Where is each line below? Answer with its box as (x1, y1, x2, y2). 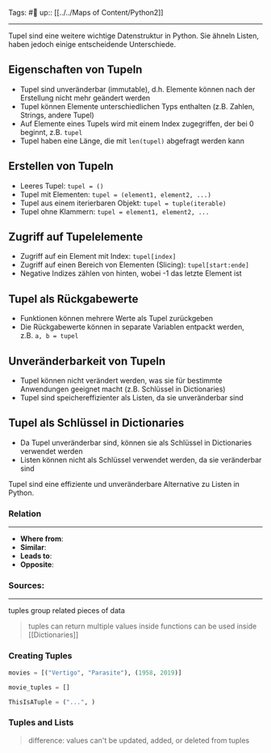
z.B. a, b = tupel (19, 331, 79, 341)
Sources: (8, 580, 45, 591)
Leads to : (19, 551, 52, 561)
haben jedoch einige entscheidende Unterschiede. (8, 40, 177, 49)
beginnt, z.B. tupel (19, 127, 83, 137)
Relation (8, 508, 42, 519)
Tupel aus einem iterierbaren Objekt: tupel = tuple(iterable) (19, 198, 227, 208)
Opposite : (19, 560, 54, 569)
